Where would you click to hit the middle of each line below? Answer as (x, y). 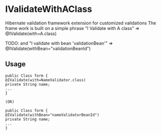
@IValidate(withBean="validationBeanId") (48, 48)
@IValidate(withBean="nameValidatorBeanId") (52, 115)
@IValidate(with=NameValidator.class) (45, 80)
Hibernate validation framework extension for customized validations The (81, 23)
